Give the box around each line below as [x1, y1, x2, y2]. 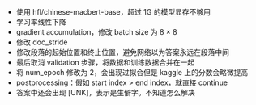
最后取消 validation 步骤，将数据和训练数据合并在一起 [15, 57, 195, 67]
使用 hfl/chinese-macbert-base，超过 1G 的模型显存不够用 [15, 7, 211, 16]
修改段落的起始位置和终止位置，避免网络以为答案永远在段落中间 [15, 48, 229, 57]
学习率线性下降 [15, 17, 66, 27]
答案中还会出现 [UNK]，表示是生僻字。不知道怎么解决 [15, 88, 196, 97]
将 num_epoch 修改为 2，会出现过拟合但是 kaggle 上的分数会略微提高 [15, 68, 249, 77]
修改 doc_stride [15, 37, 68, 47]
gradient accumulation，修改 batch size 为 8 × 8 [15, 27, 177, 36]
